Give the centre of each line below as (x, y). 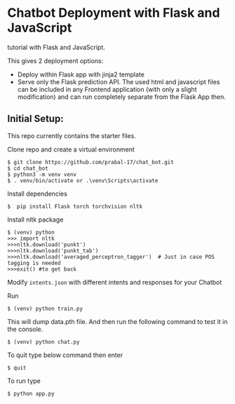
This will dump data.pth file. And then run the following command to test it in (117, 321)
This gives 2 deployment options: (55, 60)
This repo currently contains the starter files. (72, 135)
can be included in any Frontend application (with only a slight (107, 89)
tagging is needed (34, 263)
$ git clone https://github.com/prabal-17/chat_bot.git (90, 162)
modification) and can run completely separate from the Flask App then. (122, 97)
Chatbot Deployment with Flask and (114, 13)
